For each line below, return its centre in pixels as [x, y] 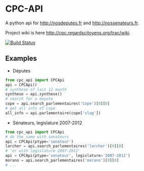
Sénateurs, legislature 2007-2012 [47, 123]
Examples [21, 59]
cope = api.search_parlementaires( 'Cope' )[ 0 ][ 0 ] [58, 104]
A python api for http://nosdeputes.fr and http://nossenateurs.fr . [72, 23]
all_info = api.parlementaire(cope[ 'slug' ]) [53, 113]
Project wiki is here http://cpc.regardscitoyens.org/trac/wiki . [68, 32]
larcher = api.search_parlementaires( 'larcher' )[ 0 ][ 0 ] [64, 146]
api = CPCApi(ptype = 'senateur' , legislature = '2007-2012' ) [68, 156]
